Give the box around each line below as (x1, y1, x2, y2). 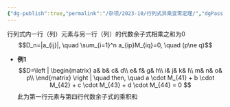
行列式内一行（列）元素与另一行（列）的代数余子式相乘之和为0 (7, 29, 185, 38)
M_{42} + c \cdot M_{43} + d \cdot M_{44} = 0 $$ (49, 80, 192, 89)
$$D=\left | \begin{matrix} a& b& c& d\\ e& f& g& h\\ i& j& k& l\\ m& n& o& (18, 66, 223, 74)
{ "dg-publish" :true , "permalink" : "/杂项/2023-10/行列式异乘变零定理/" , (7, 10, 203, 17)
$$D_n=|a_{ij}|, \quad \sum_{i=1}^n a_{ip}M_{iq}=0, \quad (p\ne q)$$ (18, 40, 213, 49)
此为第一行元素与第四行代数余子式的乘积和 (16, 92, 138, 100)
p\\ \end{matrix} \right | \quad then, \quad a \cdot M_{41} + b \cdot (26, 73, 215, 82)
